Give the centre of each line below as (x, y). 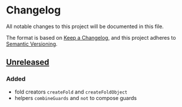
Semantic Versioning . (32, 44)
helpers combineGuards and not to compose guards (75, 98)
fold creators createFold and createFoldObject (71, 92)
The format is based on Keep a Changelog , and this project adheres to (91, 37)
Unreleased (28, 62)
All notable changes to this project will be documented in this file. (85, 26)
